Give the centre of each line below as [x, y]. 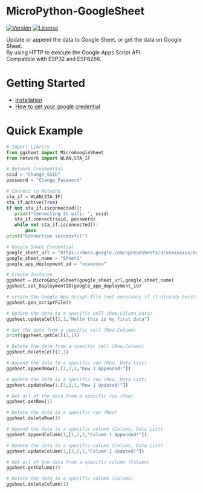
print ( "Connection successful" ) [47, 236]
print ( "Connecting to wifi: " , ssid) [62, 214]
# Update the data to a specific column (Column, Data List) [85, 445]
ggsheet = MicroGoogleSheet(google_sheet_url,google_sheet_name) [90, 280]
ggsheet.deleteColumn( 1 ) [37, 485]
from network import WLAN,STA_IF [48, 158]
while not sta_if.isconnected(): [56, 225]
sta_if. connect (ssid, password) [55, 219]
